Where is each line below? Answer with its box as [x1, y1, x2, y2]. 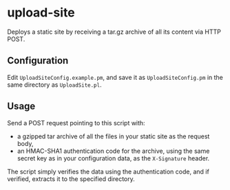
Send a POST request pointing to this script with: [7, 118, 146, 127]
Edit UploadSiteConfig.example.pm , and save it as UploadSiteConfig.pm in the [7, 73, 224, 81]
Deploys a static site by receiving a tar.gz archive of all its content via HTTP [7, 28, 222, 36]
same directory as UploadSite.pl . [7, 81, 102, 89]
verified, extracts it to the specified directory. [7, 174, 136, 183]
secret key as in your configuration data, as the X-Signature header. [17, 154, 210, 162]
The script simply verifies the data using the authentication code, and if [7, 167, 210, 176]
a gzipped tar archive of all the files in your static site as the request [17, 132, 210, 140]
